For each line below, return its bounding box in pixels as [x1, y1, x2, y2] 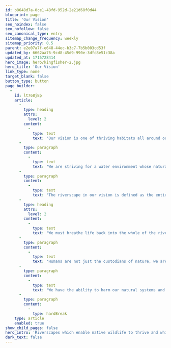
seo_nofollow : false [5, 27, 49, 32]
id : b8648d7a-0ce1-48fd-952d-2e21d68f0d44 [5, 7, 97, 13]
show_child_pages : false [5, 325, 58, 331]
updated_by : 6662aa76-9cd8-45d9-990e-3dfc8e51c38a [5, 50, 115, 55]
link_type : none [5, 69, 40, 74]
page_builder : [5, 83, 36, 88]
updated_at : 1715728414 [5, 55, 56, 60]
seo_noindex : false [5, 21, 47, 27]
